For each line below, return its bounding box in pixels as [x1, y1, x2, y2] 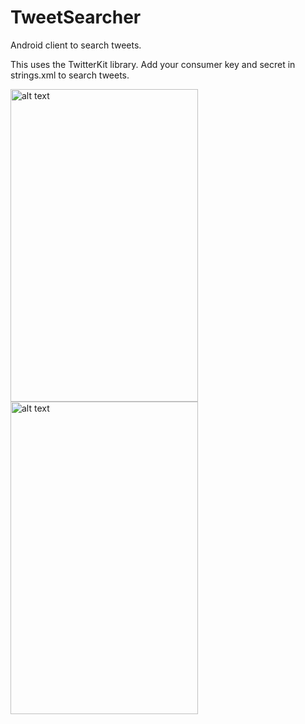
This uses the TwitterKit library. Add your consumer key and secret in [10, 58, 296, 70]
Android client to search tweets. [10, 39, 142, 51]
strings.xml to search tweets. [10, 69, 130, 81]
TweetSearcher [10, 6, 142, 29]
